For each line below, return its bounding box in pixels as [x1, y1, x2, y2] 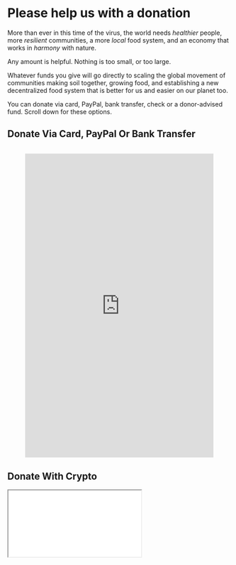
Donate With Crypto [7, 470, 98, 482]
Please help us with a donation [7, 5, 191, 21]
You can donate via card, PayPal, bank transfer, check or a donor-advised [7, 99, 223, 108]
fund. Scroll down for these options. [7, 107, 112, 116]
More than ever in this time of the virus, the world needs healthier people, [7, 28, 222, 37]
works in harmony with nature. [7, 43, 97, 52]
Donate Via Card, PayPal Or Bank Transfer [7, 128, 196, 140]
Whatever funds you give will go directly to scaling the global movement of [7, 71, 226, 79]
